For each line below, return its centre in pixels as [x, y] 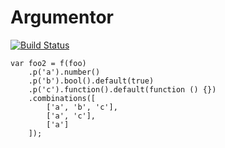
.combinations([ [62, 98]
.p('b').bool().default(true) [91, 81]
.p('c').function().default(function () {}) [122, 89]
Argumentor [62, 17]
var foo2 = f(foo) [48, 63]
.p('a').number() [64, 72]
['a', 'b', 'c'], [82, 107]
